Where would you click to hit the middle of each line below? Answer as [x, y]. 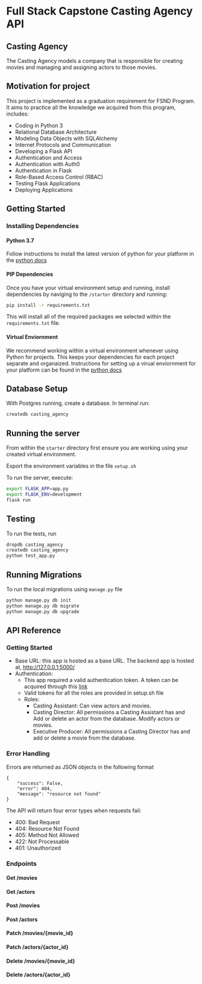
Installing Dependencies [43, 226]
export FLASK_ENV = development [44, 494]
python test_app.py [31, 556]
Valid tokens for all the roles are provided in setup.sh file [94, 693]
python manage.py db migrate [43, 606]
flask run [19, 500]
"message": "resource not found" [59, 794]
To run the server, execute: [40, 478]
